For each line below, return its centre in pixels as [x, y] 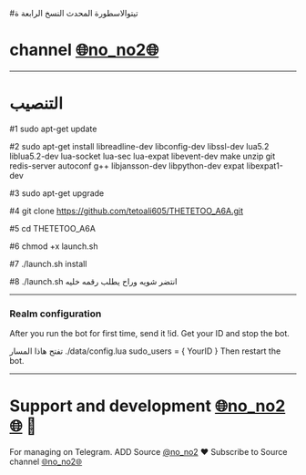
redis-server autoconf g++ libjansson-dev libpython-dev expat [127, 165]
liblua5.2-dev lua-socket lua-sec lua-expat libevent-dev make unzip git [143, 156]
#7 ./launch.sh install [48, 263]
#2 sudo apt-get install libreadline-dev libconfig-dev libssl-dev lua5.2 [139, 146]
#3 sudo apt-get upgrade [57, 193]
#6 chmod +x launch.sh [54, 246]
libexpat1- [265, 165]
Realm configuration [56, 314]
